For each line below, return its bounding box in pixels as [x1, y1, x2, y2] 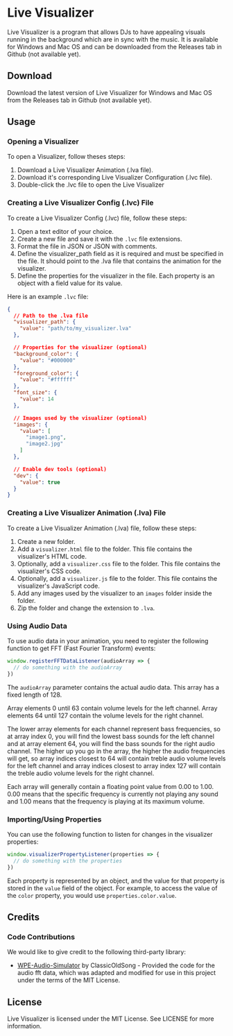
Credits [7, 911, 40, 923]
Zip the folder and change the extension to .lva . [17, 604, 155, 612]
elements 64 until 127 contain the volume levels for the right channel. [7, 711, 205, 720]
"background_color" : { [13, 350, 79, 357]
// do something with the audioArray [13, 664, 123, 671]
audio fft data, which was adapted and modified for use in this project [17, 969, 216, 977]
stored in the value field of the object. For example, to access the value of [7, 883, 218, 892]
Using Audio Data [7, 621, 67, 631]
